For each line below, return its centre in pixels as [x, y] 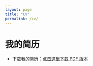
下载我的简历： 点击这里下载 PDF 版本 [50, 59]
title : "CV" [17, 14]
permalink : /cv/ [22, 19]
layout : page [18, 10]
